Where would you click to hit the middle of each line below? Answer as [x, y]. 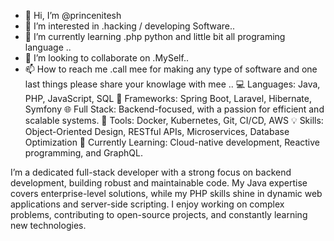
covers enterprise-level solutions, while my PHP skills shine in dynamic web [166, 193]
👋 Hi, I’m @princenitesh [73, 15]
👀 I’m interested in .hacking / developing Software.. [130, 26]
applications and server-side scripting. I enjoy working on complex [147, 204]
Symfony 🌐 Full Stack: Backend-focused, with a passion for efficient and [174, 109]
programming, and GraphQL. [83, 153]
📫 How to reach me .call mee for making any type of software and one [171, 69]
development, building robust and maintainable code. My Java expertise [159, 183]
